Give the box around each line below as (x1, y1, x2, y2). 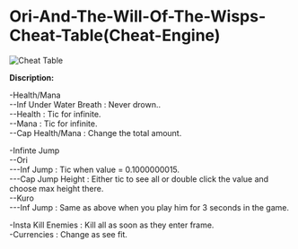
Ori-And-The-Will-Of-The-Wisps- (9, 6, 267, 27)
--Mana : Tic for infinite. (9, 118, 98, 129)
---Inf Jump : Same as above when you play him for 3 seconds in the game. (9, 202, 290, 212)
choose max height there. (9, 183, 104, 193)
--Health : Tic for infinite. (9, 108, 101, 119)
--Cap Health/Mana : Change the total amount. (9, 127, 182, 138)
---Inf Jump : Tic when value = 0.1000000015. (9, 164, 180, 175)
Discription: (9, 72, 55, 82)
